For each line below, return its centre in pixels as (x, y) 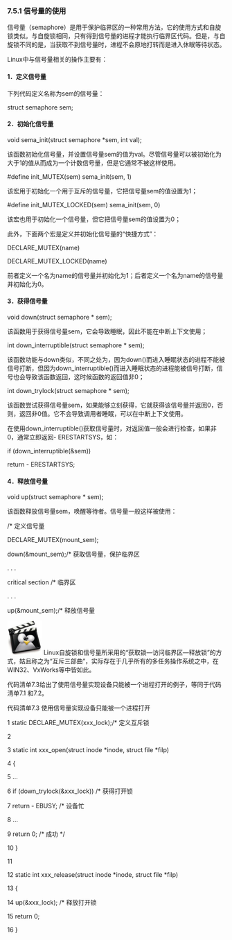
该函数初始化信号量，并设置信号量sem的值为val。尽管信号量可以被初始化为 (114, 154)
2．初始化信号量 (30, 124)
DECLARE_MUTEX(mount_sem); (53, 540)
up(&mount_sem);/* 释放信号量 (51, 611)
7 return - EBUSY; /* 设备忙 (46, 806)
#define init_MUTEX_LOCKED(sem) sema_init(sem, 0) (84, 204)
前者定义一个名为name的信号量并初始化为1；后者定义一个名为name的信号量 (115, 275)
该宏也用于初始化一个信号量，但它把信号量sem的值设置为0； (94, 219)
